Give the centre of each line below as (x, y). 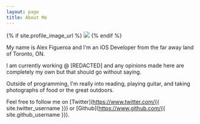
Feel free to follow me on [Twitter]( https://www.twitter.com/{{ (83, 102)
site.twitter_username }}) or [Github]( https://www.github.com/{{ (86, 108)
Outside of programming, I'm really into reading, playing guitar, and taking (98, 83)
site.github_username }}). (38, 114)
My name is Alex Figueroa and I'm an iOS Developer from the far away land (100, 47)
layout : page (23, 12)
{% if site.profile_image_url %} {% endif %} (64, 35)
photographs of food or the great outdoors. (60, 90)
